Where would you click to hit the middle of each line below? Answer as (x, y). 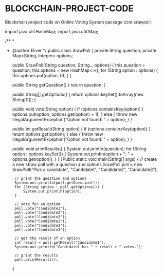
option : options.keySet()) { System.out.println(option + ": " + (73, 154)
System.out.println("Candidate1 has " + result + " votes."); (79, 247)
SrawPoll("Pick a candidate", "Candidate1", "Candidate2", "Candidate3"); (85, 170)
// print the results (36, 255)
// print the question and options (50, 178)
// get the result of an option (47, 238)
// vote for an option (37, 204)
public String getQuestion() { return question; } (59, 85)
